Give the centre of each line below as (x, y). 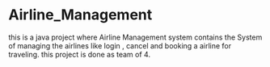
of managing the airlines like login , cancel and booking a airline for (120, 45)
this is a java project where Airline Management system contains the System (135, 37)
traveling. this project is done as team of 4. (80, 54)
